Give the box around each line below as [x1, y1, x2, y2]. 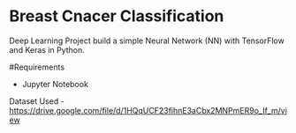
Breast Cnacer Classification [9, 6, 224, 26]
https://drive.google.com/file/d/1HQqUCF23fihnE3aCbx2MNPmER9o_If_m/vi [9, 105, 287, 115]
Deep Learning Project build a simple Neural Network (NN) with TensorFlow [9, 35, 285, 46]
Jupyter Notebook [21, 78, 88, 89]
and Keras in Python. [9, 44, 86, 55]
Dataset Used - [9, 95, 65, 107]
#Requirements [9, 62, 65, 72]
